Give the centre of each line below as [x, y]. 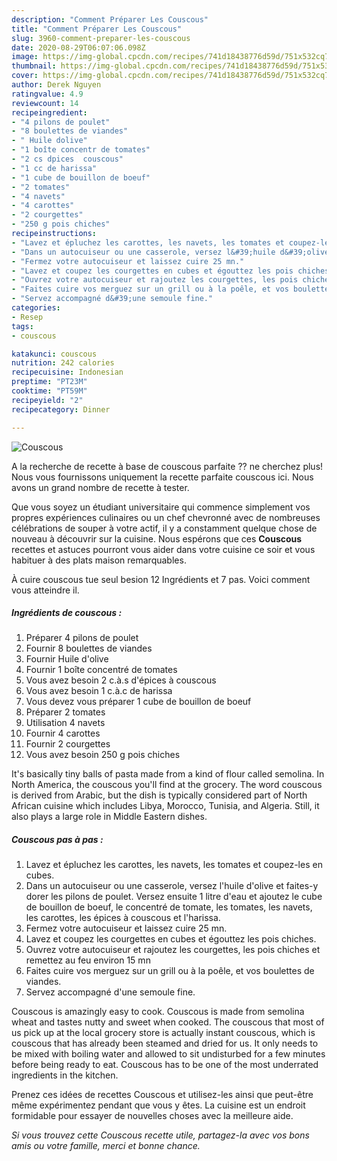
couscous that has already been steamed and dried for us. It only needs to [165, 1043]
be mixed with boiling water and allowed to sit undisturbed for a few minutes [168, 1054]
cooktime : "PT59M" [49, 391]
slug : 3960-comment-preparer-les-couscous [101, 38]
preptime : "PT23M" [49, 382]
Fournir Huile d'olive [67, 659]
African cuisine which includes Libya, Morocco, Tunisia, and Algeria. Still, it [165, 806]
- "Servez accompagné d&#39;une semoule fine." [112, 299]
